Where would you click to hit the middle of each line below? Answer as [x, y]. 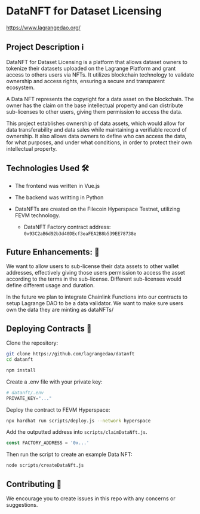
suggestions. [22, 505]
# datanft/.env [25, 393]
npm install [21, 370]
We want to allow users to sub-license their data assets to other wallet [93, 266]
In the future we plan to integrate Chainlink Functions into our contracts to [97, 297]
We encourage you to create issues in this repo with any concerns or [91, 498]
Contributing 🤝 [34, 484]
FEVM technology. [37, 215]
